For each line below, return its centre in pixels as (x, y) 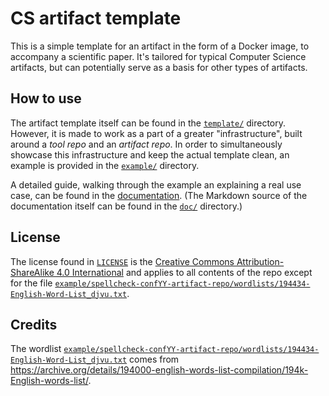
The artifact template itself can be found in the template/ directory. (148, 123)
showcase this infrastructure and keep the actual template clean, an (150, 154)
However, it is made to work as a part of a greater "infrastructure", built (156, 133)
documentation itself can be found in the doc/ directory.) (126, 206)
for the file (31, 283)
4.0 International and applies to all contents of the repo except (184, 272)
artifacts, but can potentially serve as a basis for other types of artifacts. (159, 67)
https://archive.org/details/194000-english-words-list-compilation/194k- (159, 370)
